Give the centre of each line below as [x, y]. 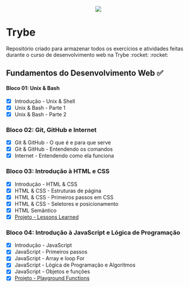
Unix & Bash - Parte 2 [40, 114]
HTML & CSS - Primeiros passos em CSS [64, 197]
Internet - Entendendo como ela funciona [64, 156]
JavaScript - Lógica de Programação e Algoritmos [75, 265]
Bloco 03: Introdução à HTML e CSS [58, 171]
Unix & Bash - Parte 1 [40, 108]
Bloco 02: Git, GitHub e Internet [51, 130]
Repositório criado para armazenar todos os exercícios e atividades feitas [95, 49]
